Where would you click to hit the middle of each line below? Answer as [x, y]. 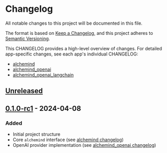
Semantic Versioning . [28, 39]
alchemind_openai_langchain [43, 74]
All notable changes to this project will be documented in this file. [74, 23]
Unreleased [24, 91]
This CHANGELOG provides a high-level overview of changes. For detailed [84, 48]
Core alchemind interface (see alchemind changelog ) [68, 140]
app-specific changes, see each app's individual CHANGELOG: [72, 54]
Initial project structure [37, 135]
